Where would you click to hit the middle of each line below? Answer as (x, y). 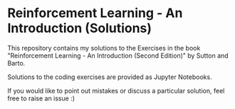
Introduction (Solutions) (79, 28)
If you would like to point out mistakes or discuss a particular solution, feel (116, 90)
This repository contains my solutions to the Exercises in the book (104, 48)
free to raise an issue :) (41, 98)
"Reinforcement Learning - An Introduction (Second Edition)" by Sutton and (118, 56)
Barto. (16, 63)
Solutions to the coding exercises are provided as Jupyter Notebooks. (110, 77)
